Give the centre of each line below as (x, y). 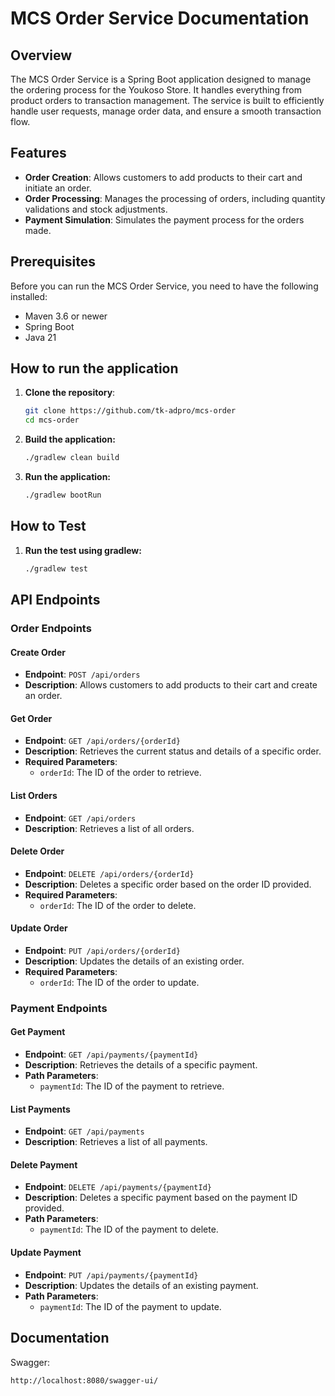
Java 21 (40, 337)
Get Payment (38, 1032)
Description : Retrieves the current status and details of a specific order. (173, 751)
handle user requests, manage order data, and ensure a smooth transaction (166, 111)
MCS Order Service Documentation (160, 18)
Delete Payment (44, 1164)
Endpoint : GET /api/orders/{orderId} (102, 741)
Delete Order (37, 851)
